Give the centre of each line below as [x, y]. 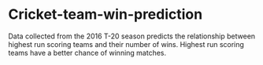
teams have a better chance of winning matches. [87, 52]
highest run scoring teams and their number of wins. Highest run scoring [126, 44]
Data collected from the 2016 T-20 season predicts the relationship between [132, 36]
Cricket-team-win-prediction [106, 14]
